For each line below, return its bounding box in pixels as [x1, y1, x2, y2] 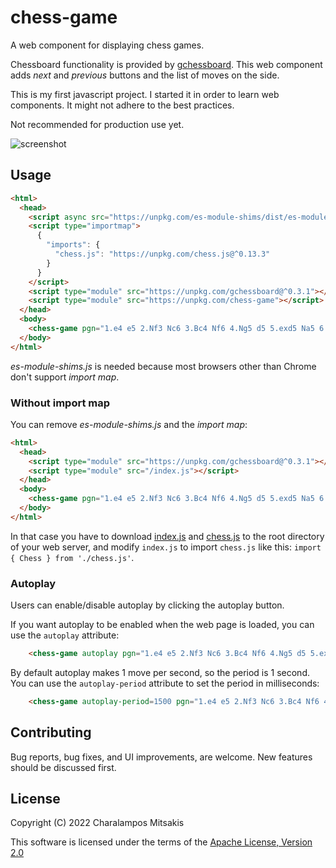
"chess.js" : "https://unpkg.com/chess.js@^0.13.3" [54, 249, 271, 259]
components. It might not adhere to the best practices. [10, 99, 235, 111]
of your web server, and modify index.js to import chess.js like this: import [10, 541, 322, 553]
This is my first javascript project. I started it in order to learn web [10, 88, 280, 100]
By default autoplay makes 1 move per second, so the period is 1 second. [10, 666, 311, 678]
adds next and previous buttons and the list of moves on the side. [10, 69, 280, 81]
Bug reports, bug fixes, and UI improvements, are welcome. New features [10, 751, 313, 763]
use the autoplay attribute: [10, 629, 120, 641]
